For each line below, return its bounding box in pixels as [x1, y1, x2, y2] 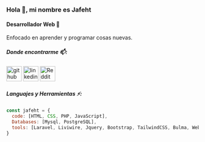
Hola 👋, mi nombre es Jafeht [6, 5, 92, 14]
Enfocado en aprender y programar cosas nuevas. [6, 34, 133, 41]
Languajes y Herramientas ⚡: [6, 90, 82, 97]
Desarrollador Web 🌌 [6, 21, 60, 28]
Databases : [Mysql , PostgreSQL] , [12, 118, 97, 125]
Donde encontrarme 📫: [6, 48, 68, 55]
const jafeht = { [6, 107, 51, 114]
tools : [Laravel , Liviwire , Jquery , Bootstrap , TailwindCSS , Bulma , [12, 124, 190, 130]
